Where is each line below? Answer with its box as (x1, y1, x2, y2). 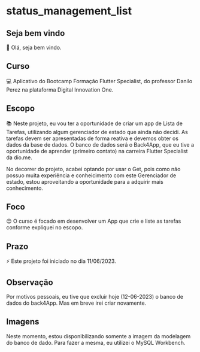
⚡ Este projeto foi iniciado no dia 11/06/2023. (6, 257, 117, 265)
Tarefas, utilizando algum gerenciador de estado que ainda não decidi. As (6, 128, 189, 135)
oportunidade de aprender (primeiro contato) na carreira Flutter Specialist (6, 147, 188, 154)
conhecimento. (6, 184, 44, 192)
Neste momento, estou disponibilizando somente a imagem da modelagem (6, 332, 191, 339)
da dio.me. (6, 154, 33, 161)
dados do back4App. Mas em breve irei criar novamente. (6, 299, 147, 307)
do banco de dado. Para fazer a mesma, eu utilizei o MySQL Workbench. (6, 339, 186, 346)
